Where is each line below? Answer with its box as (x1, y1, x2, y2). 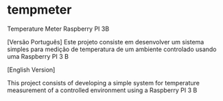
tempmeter (7, 2, 72, 18)
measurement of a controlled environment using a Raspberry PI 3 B (7, 86, 198, 94)
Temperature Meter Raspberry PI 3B (7, 25, 110, 33)
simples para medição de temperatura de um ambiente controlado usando (7, 45, 218, 53)
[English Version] (7, 66, 56, 74)
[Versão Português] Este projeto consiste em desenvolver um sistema (7, 38, 204, 46)
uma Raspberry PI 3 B (7, 52, 69, 60)
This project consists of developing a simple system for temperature (7, 78, 200, 87)
